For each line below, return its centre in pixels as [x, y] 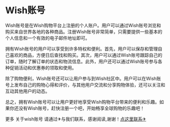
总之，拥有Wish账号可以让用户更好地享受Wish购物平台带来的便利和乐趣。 [82, 102]
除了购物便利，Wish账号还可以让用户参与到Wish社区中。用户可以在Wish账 [83, 78]
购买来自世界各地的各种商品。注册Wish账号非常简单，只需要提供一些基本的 [84, 31]
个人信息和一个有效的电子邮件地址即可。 [47, 38]
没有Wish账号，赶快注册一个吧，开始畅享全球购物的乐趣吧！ [81, 108]
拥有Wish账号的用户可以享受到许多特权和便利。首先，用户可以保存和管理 [82, 49]
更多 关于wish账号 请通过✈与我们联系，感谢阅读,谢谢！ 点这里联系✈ [76, 119]
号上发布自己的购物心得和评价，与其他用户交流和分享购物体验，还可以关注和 [85, 84]
